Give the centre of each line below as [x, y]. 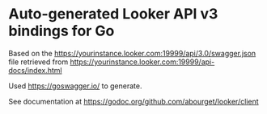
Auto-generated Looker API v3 [113, 14]
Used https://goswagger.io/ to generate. [75, 86]
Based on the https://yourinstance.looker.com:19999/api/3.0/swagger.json [132, 53]
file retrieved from [38, 62]
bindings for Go [61, 31]
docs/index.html [35, 70]
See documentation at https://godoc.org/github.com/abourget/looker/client [133, 101]
